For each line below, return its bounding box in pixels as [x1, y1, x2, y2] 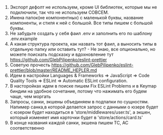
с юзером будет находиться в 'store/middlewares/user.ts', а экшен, [9, 109, 152, 115]
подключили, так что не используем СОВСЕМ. [9, 9, 109, 15]
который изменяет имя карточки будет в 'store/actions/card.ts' [9, 115, 143, 120]
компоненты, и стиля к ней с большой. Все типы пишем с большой [9, 20, 153, 26]
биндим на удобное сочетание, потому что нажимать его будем [9, 89, 147, 94]
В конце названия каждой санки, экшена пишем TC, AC [9, 120, 129, 126]
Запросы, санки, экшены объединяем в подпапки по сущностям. [9, 99, 149, 104]
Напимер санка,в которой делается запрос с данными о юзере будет [9, 104, 159, 110]
